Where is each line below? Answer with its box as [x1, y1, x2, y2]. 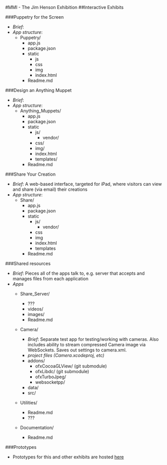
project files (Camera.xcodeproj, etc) [27, 352, 104, 358]
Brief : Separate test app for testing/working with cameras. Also [27, 336, 159, 342]
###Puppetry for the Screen [5, 14, 64, 20]
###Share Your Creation [5, 171, 56, 177]
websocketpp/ [35, 379, 66, 385]
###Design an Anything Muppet [5, 87, 72, 93]
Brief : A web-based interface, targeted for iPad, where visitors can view [12, 181, 162, 187]
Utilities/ [20, 400, 38, 405]
